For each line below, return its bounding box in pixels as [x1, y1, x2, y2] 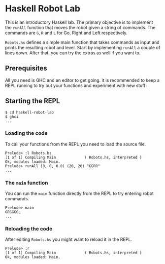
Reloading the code [5, 226, 53, 232]
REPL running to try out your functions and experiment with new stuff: [5, 82, 147, 88]
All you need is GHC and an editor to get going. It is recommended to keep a [5, 77, 160, 83]
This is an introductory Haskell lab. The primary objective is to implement [5, 19, 154, 25]
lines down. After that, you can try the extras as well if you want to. [5, 50, 141, 56]
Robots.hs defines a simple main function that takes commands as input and [5, 39, 160, 45]
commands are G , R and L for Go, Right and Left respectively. [5, 30, 128, 36]
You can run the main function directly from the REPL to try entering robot [5, 190, 154, 196]
